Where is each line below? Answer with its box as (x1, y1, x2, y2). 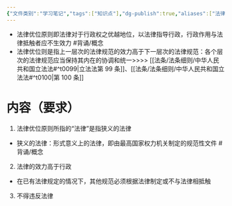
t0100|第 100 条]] (35, 73, 84, 82)
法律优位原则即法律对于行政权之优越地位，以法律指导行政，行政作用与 (16, 30, 217, 38)
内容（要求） (6, 100, 80, 115)
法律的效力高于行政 (16, 162, 72, 170)
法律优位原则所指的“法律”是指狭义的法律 (16, 124, 132, 132)
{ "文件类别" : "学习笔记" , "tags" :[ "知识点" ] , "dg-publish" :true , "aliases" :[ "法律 (6, 10, 226, 17)
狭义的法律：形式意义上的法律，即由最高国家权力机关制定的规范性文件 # (16, 139, 223, 147)
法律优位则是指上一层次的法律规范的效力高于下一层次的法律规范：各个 (16, 47, 217, 55)
